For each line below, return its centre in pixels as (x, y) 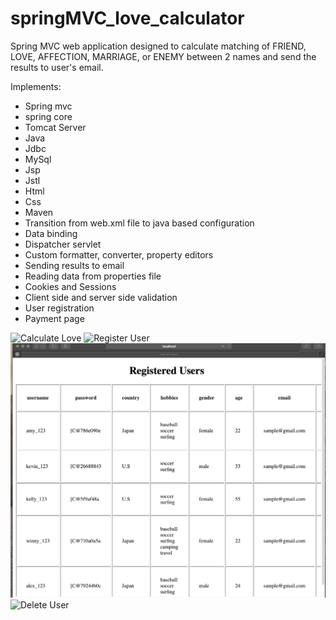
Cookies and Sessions (70, 286)
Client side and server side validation (101, 297)
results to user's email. (57, 67)
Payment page (54, 318)
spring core (48, 116)
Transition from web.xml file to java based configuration (139, 223)
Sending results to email (74, 265)
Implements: (36, 86)
